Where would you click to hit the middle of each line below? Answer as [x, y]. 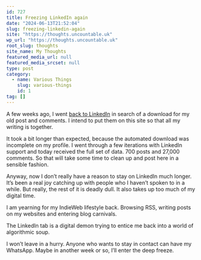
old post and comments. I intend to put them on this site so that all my [94, 120]
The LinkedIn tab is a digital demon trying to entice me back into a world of [100, 225]
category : [19, 74]
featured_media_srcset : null [43, 63]
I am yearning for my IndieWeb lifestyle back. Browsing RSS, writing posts [99, 207]
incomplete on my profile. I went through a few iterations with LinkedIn [94, 145]
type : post [20, 68]
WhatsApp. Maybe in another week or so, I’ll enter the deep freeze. [90, 250]
